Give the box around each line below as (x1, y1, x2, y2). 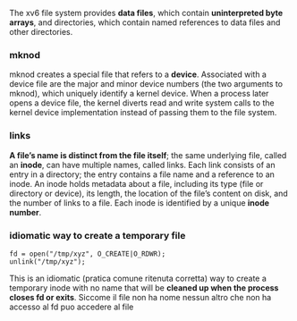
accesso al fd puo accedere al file (9, 301, 134, 312)
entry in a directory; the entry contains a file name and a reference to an (9, 169, 276, 180)
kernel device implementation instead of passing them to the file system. (9, 107, 277, 118)
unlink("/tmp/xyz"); (9, 257, 87, 266)
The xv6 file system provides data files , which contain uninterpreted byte (9, 8, 284, 18)
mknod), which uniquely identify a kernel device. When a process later (9, 89, 269, 99)
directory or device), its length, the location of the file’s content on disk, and (9, 188, 288, 199)
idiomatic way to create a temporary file (9, 229, 186, 241)
